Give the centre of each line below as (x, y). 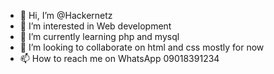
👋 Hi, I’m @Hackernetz (66, 15)
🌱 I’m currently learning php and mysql (99, 36)
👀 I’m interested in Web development (95, 26)
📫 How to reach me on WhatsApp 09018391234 (119, 58)
